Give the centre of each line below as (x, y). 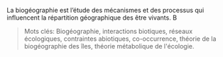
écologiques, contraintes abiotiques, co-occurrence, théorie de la (120, 39)
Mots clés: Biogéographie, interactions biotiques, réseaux (108, 31)
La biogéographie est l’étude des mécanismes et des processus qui (105, 10)
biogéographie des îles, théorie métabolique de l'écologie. (109, 46)
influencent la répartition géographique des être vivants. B (92, 18)
